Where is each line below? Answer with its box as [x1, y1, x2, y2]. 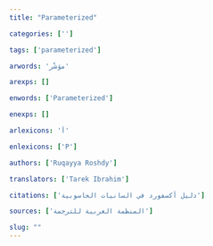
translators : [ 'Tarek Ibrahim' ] [9, 174, 129, 183]
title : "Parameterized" [9, 13, 98, 22]
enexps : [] [9, 110, 50, 119]
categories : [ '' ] [9, 29, 74, 38]
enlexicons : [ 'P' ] [9, 142, 78, 151]
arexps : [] [9, 78, 50, 87]
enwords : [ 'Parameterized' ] [9, 94, 114, 103]
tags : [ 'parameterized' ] [9, 46, 102, 55]
